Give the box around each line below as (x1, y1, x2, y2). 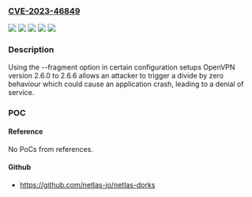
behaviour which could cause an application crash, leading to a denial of (8, 79, 244, 89)
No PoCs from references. (8, 144, 93, 153)
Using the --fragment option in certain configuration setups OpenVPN (8, 62, 235, 72)
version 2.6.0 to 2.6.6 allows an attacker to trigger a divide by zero (8, 70, 224, 80)
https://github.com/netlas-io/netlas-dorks (19, 180, 156, 189)
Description (8, 44, 55, 55)
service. (8, 87, 35, 97)
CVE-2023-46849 (8, 6, 81, 17)
